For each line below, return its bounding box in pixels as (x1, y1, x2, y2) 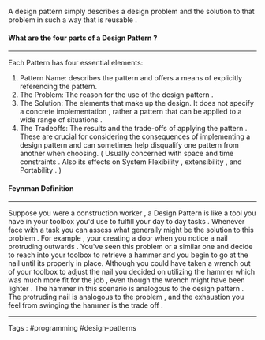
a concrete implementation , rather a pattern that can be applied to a (19, 106, 242, 117)
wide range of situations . (19, 115, 103, 125)
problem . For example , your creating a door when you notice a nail (8, 234, 228, 243)
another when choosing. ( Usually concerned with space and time (19, 149, 234, 159)
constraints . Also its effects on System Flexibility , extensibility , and (19, 157, 242, 166)
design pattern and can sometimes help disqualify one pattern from (19, 140, 239, 150)
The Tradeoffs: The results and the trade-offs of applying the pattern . (19, 124, 248, 133)
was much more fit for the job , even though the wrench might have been (8, 275, 246, 285)
